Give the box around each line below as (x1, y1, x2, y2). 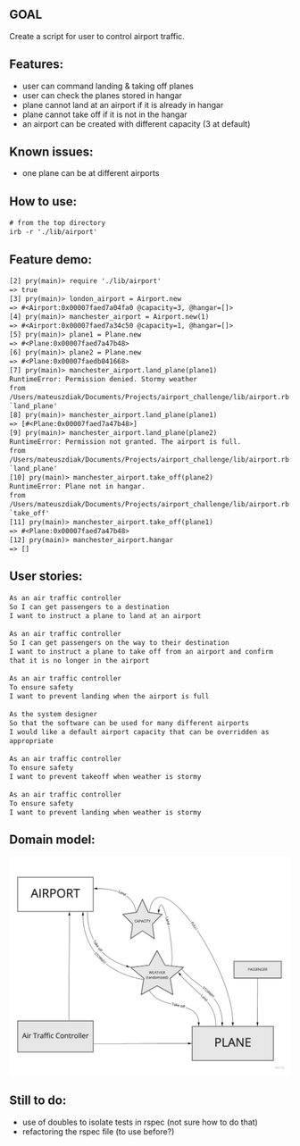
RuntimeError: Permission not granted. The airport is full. (9, 438, 242, 447)
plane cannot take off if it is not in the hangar (21, 109, 187, 120)
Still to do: (9, 1093, 67, 1108)
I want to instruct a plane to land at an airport (9, 611, 202, 620)
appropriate (9, 736, 54, 745)
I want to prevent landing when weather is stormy (9, 807, 202, 816)
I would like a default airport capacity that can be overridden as (9, 727, 270, 736)
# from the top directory (9, 219, 105, 228)
